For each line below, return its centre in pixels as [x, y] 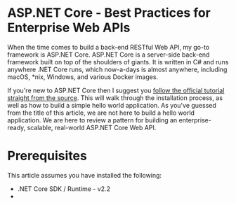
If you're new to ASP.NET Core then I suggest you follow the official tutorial [116, 90]
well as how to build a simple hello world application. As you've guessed [112, 105]
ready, [17, 127]
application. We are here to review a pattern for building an [92, 120]
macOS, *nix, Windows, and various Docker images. [83, 77]
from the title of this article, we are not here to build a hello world [101, 113]
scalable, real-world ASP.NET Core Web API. [92, 127]
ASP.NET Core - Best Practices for [109, 13]
